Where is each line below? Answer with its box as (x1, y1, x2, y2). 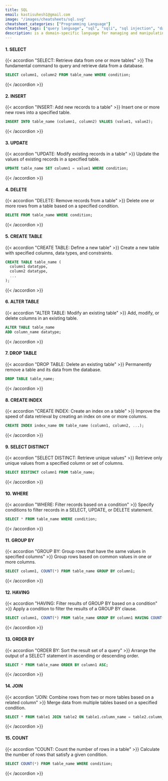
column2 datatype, (9, 269, 48, 274)
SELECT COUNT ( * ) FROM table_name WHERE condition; (5, 761, 113, 766)
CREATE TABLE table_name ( (5, 259, 61, 265)
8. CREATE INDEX (5, 397, 42, 403)
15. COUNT (5, 735, 28, 741)
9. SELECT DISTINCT (5, 444, 49, 450)
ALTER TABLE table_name (5, 325, 55, 330)
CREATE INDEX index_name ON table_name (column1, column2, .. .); (5, 423, 144, 428)
